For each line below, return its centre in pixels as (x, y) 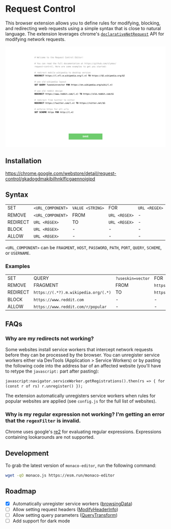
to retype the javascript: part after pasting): (52, 371)
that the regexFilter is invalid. (43, 420)
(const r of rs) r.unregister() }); (44, 386)
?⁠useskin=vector (133, 278)
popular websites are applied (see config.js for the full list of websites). (81, 401)
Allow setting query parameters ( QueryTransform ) (65, 515)
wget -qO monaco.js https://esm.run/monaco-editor (60, 475)
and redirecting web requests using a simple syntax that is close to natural (83, 28)
